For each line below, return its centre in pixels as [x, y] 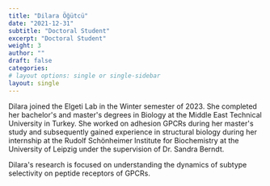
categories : [28, 68]
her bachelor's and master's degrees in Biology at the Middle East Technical [135, 114]
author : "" [27, 53]
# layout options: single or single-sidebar [84, 76]
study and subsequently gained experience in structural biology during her [133, 132]
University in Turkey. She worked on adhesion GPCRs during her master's [131, 123]
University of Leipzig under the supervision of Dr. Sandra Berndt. [116, 149]
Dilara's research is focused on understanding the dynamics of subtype [128, 164]
